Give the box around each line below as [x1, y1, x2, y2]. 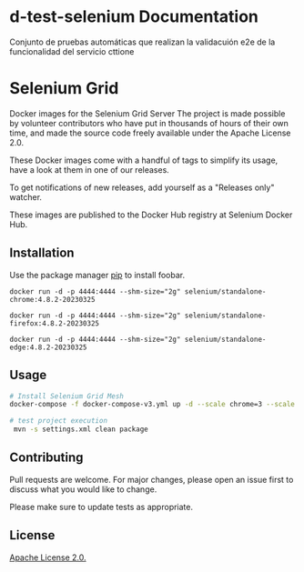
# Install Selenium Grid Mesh [9, 391, 125, 401]
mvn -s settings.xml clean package [13, 425, 148, 434]
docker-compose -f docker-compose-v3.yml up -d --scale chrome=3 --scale [9, 400, 296, 409]
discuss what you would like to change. [9, 484, 157, 495]
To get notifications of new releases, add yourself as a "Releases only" [9, 182, 275, 193]
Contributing [9, 450, 84, 466]
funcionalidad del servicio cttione [9, 45, 135, 56]
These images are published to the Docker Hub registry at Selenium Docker [9, 209, 293, 220]
